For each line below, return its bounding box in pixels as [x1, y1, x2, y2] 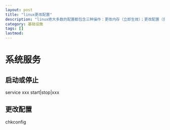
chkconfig [5, 119, 26, 125]
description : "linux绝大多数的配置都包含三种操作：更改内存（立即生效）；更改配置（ [5, 17, 163, 22]
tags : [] [5, 26, 24, 31]
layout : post [5, 7, 33, 13]
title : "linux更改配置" [5, 12, 52, 17]
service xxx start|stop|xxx [5, 89, 60, 95]
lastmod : [5, 31, 24, 36]
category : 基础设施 [5, 21, 44, 27]
